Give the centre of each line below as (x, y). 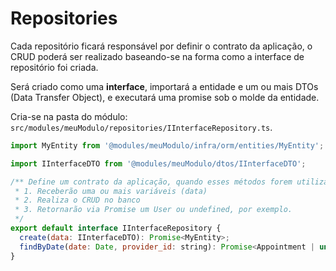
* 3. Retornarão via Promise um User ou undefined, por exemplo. (153, 210)
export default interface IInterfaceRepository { (116, 228)
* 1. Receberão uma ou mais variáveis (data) (111, 191)
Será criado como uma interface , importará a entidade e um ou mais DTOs (164, 86)
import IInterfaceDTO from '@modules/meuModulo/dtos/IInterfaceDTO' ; (158, 163)
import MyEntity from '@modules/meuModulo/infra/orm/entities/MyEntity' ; (167, 145)
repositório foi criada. (54, 67)
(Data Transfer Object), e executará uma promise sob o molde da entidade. (165, 97)
